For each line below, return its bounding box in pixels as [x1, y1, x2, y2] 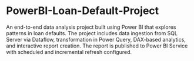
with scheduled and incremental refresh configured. [6, 48, 132, 55]
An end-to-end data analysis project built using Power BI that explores [6, 23, 176, 30]
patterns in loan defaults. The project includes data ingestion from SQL [6, 29, 178, 36]
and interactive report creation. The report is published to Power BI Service [6, 42, 188, 49]
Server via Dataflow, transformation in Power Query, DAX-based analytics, [6, 36, 186, 43]
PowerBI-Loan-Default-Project [6, 4, 159, 18]
